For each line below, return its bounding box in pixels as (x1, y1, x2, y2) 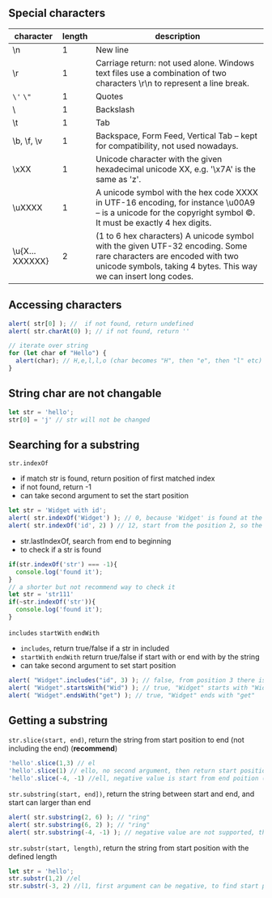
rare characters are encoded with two (96, 250, 239, 261)
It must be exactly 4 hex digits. (96, 217, 212, 228)
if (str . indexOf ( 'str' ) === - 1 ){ (8, 560, 117, 569)
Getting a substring (8, 714, 108, 727)
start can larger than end (8, 797, 91, 807)
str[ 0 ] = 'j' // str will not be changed (8, 416, 151, 424)
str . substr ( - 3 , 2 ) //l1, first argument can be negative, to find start (8, 882, 259, 891)
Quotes (96, 91, 124, 102)
